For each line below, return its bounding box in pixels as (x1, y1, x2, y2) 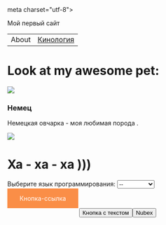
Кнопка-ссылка (20, 194, 67, 203)
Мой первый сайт (7, 19, 60, 27)
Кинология (37, 35, 75, 44)
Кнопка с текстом (82, 209, 130, 217)
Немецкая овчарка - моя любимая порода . (7, 119, 139, 128)
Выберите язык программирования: (7, 180, 116, 189)
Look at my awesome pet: (7, 63, 160, 79)
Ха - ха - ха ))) (7, 156, 92, 172)
